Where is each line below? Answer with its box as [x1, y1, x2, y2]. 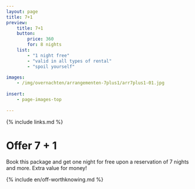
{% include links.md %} [6, 118, 64, 125]
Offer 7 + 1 [6, 139, 57, 152]
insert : [6, 91, 25, 97]
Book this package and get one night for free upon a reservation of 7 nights [6, 158, 189, 165]
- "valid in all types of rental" [27, 58, 112, 64]
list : [16, 47, 31, 53]
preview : [6, 19, 28, 25]
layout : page [6, 8, 38, 15]
